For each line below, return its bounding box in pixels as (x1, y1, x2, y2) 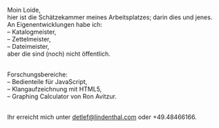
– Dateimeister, (7, 43, 50, 50)
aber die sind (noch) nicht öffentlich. (7, 50, 111, 58)
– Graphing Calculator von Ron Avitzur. (7, 92, 117, 100)
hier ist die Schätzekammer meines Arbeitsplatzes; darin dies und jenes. (7, 13, 213, 21)
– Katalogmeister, (7, 28, 57, 36)
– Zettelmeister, (7, 35, 51, 43)
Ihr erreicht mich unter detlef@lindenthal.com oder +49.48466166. (7, 113, 197, 121)
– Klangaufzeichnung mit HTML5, (7, 85, 102, 93)
